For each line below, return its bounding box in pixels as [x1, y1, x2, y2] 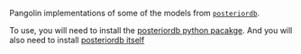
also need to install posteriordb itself [9, 35, 145, 45]
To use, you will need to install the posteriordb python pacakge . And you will [9, 25, 293, 35]
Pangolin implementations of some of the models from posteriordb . [9, 8, 260, 18]
